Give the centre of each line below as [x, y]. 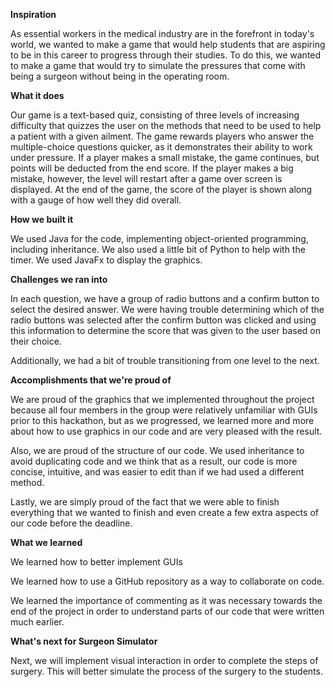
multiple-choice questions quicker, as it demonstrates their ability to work [161, 147]
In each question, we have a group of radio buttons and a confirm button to [165, 298]
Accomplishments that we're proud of [91, 380]
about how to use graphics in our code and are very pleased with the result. [166, 431]
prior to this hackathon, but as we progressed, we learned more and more [162, 420]
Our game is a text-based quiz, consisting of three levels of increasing [155, 115]
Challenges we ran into [59, 279]
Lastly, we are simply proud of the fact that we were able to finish [145, 502]
